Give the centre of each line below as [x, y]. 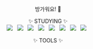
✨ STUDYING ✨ [48, 21]
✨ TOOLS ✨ [48, 40]
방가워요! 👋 [48, 9]
